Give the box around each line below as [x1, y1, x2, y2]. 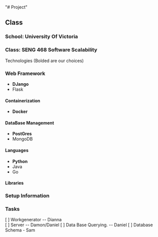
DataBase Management [5, 120, 54, 126]
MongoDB [12, 136, 33, 142]
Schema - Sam [5, 227, 35, 233]
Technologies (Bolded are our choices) [5, 58, 84, 64]
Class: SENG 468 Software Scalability [5, 46, 97, 53]
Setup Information [5, 192, 50, 199]
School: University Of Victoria [5, 33, 78, 40]
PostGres [12, 131, 32, 137]
